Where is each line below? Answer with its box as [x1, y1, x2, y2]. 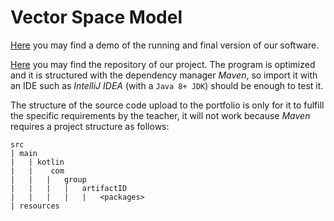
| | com [10, 166, 65, 176]
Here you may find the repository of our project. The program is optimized [10, 58, 316, 70]
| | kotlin [10, 157, 65, 167]
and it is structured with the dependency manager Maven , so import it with [10, 69, 318, 81]
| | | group [10, 174, 87, 185]
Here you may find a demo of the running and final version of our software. [10, 39, 320, 51]
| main [10, 148, 38, 158]
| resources [10, 201, 60, 211]
